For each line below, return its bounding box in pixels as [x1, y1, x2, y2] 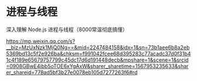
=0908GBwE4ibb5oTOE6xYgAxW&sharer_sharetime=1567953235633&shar [6, 62, 189, 69]
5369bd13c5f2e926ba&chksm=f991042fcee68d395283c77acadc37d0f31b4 [6, 50, 191, 57]
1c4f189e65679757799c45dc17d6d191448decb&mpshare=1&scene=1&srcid [6, 56, 189, 63]
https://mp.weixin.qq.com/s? [6, 38, 75, 45]
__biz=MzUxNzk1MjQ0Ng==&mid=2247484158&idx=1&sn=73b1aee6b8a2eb [6, 43, 190, 50]
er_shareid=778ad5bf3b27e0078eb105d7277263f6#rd [6, 69, 138, 76]
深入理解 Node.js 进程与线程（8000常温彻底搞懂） [6, 26, 128, 33]
